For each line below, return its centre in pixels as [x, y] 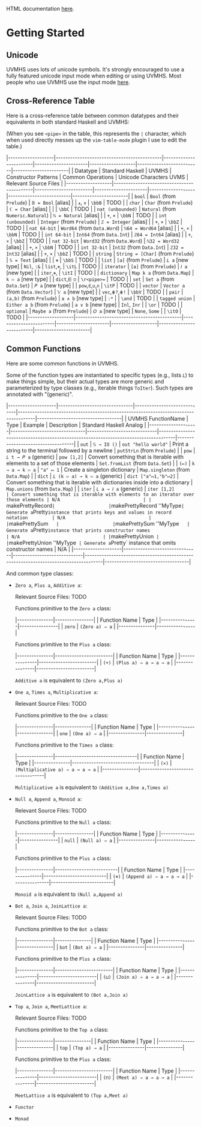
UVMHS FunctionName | [158, 418]
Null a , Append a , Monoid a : [48, 799]
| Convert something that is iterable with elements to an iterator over [100, 494]
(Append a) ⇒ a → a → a [155, 876]
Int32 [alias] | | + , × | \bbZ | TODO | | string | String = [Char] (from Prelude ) [100, 253]
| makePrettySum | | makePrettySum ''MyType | [98, 523]
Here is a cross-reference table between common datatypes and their [92, 115]
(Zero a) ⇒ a [96, 627]
